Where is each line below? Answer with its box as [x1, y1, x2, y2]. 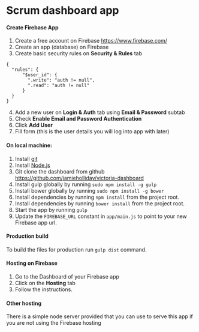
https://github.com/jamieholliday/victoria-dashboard [14, 174, 144, 181]
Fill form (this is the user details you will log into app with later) [14, 128, 170, 135]
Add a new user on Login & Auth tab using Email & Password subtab [14, 109, 185, 116]
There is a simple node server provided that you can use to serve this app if [6, 313, 193, 320]
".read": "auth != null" [28, 82, 90, 89]
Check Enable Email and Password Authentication [14, 115, 142, 122]
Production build [6, 232, 49, 240]
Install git [14, 155, 38, 162]
